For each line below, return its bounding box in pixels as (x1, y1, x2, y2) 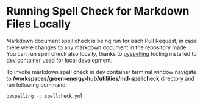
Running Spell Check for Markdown (6, 4, 190, 18)
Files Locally (6, 17, 71, 31)
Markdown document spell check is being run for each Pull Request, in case (6, 37, 198, 44)
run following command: (6, 81, 68, 89)
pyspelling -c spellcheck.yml (6, 93, 84, 99)
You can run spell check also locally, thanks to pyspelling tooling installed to (6, 50, 197, 57)
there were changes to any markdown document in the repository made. (6, 44, 188, 51)
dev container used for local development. (6, 56, 113, 64)
